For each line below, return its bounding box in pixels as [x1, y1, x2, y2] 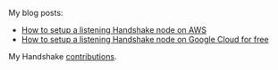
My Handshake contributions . [8, 51, 117, 61]
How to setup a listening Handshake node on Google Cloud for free [21, 35, 269, 44]
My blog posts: [8, 8, 63, 18]
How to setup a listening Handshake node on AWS [21, 25, 207, 35]
